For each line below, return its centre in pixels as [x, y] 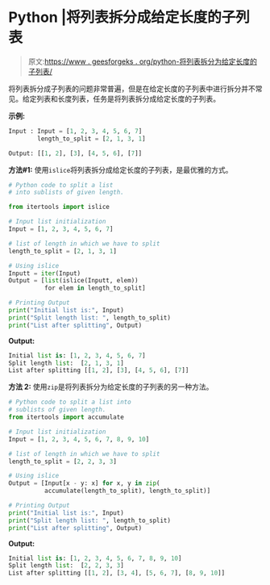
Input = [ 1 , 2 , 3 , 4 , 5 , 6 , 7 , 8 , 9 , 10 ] [79, 439]
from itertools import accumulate [66, 417]
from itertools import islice [59, 207]
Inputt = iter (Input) [45, 273]
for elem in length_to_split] [95, 288]
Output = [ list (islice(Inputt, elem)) [73, 281]
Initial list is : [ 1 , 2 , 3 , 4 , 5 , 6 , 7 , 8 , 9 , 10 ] [95, 558]
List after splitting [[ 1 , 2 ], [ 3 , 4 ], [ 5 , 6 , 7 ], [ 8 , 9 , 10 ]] [117, 573]
